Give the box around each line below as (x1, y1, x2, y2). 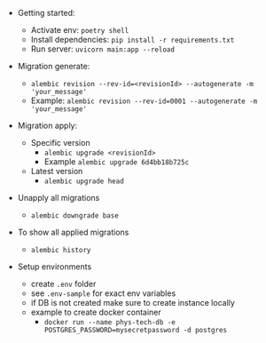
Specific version (30, 138, 90, 148)
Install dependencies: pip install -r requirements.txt (30, 35, 235, 44)
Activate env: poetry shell (30, 25, 129, 35)
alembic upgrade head (43, 177, 124, 186)
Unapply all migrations (17, 193, 100, 203)
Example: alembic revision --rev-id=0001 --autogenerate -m (30, 95, 258, 106)
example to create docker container (30, 307, 161, 317)
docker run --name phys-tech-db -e (43, 318, 176, 327)
